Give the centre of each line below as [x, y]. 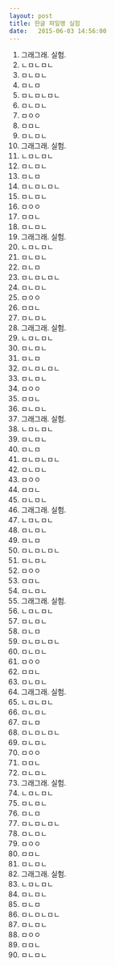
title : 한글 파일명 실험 [45, 23]
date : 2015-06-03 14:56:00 [58, 31]
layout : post [31, 16]
